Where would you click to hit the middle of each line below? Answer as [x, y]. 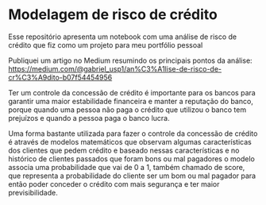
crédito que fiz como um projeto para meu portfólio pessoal [106, 44]
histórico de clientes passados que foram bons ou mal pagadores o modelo [132, 159]
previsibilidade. [33, 192]
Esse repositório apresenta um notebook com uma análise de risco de [122, 37]
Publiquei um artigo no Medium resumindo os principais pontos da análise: [130, 60]
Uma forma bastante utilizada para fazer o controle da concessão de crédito [133, 133]
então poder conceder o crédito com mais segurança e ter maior [114, 184]
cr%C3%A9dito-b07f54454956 [60, 77]
